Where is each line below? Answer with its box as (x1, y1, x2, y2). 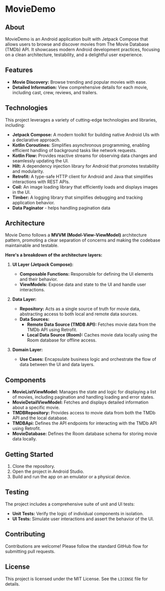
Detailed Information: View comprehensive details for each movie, (12, 84, 148, 90)
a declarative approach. (12, 137, 61, 143)
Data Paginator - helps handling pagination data (12, 205, 111, 211)
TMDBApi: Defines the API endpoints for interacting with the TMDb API (12, 420, 157, 426)
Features (5, 66, 33, 74)
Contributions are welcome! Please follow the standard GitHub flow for (5, 543, 149, 549)
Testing (5, 488, 29, 497)
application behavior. (12, 199, 55, 205)
